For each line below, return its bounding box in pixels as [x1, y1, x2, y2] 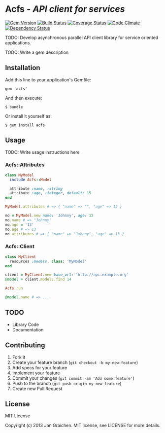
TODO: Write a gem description [5, 49, 69, 55]
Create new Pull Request [12, 386, 63, 392]
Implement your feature [12, 370, 60, 376]
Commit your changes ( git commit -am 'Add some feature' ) [12, 375, 134, 381]
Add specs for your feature [12, 364, 67, 370]
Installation [5, 64, 40, 72]
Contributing [5, 341, 45, 350]
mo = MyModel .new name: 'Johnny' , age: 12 [5, 213, 94, 218]
